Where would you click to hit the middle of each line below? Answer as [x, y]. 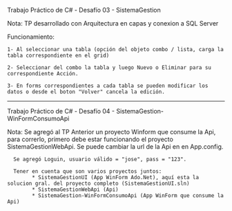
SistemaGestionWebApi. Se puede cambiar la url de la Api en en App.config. [115, 147]
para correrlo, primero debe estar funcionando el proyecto [90, 139]
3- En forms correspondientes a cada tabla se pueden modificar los [108, 86]
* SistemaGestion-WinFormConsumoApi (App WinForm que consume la [128, 196]
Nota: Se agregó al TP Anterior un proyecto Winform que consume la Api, [112, 132]
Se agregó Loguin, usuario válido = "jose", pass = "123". [100, 159]
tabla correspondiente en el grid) [58, 55]
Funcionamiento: [31, 37]
